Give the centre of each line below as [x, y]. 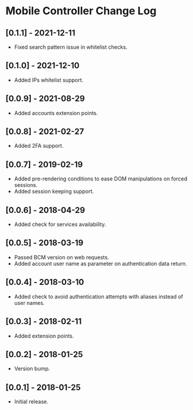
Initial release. [31, 402]
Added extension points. [44, 336]
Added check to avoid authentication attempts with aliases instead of [99, 296]
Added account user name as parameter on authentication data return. [101, 263]
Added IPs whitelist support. [49, 80]
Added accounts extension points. [56, 113]
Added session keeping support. [54, 192]
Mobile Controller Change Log [81, 11]
